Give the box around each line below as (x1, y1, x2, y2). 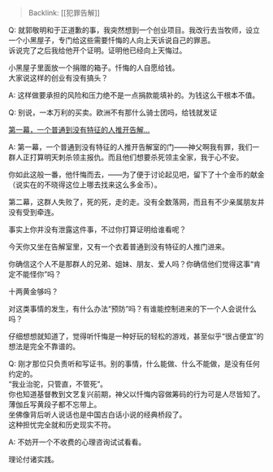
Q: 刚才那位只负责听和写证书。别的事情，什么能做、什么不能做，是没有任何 (8, 359, 260, 369)
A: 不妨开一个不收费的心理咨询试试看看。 (8, 437, 146, 447)
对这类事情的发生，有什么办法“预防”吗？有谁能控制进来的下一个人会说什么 (8, 304, 258, 313)
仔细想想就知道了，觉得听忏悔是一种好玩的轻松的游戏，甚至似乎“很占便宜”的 (8, 331, 264, 341)
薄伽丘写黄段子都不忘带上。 (8, 400, 102, 409)
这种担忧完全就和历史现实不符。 (8, 420, 115, 430)
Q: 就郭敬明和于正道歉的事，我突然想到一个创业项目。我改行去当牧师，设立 (8, 25, 260, 35)
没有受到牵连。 (8, 208, 58, 216)
